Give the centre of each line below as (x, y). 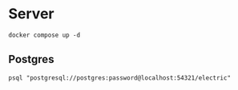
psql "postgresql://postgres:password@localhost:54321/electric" (119, 78)
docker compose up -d (44, 35)
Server (31, 14)
